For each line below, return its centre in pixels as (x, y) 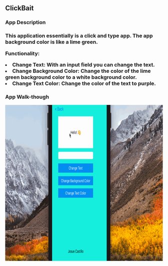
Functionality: (22, 53)
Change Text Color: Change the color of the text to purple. (84, 83)
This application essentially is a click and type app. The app (79, 36)
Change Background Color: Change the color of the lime (81, 71)
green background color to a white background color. (71, 77)
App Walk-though (27, 97)
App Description (25, 22)
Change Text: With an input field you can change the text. (83, 64)
